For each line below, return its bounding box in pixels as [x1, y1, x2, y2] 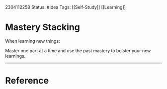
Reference [5, 75, 49, 87]
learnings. [5, 53, 26, 59]
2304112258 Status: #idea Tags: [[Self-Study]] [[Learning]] [5, 4, 126, 10]
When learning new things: [5, 38, 61, 44]
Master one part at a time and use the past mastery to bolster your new [5, 47, 151, 54]
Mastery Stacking [5, 22, 81, 33]
